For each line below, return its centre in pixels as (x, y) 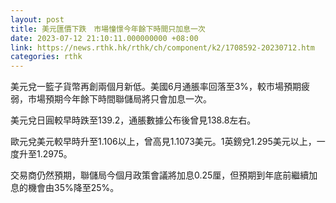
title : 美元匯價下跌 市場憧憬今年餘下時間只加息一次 (108, 29)
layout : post (37, 19)
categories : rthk (46, 57)
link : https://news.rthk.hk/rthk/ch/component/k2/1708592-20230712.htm (162, 47)
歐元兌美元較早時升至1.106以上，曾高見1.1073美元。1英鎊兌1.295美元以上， (163, 142)
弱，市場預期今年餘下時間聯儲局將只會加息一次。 (111, 99)
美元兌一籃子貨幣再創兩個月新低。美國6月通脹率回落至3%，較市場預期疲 (160, 87)
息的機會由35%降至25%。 (65, 188)
